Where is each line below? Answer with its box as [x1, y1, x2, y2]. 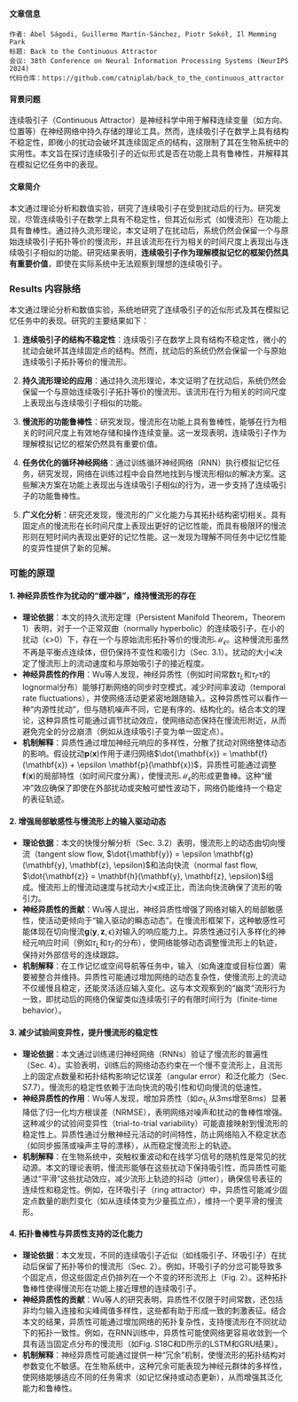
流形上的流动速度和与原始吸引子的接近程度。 [45, 657, 209, 669]
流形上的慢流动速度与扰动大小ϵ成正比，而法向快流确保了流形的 [45, 881, 275, 892]
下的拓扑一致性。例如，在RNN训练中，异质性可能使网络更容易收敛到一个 [21, 1327, 288, 1338]
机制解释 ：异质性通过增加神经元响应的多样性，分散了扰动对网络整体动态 [21, 737, 286, 748]
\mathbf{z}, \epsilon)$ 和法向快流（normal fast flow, [69, 859, 259, 870]
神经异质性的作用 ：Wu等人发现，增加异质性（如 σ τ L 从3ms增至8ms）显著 [21, 1093, 287, 1107]
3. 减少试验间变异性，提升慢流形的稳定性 [9, 1027, 159, 1038]
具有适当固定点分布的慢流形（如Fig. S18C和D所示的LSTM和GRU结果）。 [21, 1338, 284, 1349]
